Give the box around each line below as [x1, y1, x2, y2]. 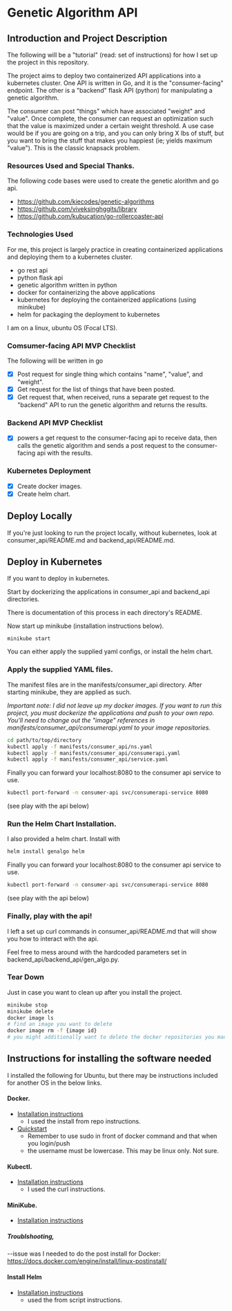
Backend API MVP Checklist [7, 418, 104, 427]
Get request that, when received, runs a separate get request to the [17, 393, 209, 401]
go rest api [17, 266, 48, 274]
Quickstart [17, 1125, 47, 1133]
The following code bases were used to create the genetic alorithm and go [7, 177, 220, 185]
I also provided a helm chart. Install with [7, 835, 121, 843]
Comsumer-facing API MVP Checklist [7, 341, 136, 350]
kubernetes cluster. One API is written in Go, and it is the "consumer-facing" [7, 79, 224, 87]
